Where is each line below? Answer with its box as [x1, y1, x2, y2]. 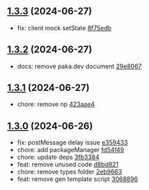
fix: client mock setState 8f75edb [17, 23, 112, 32]
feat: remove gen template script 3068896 [17, 175, 138, 183]
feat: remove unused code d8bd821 [17, 160, 119, 169]
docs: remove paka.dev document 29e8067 [17, 62, 142, 70]
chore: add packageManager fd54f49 [17, 146, 124, 154]
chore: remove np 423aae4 [17, 100, 95, 109]
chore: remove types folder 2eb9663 [17, 168, 123, 176]
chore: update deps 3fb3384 [17, 153, 100, 161]
